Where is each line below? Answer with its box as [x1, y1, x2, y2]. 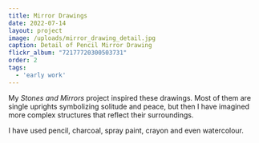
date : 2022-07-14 [8, 19, 67, 27]
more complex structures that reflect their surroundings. [8, 109, 194, 120]
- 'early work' [15, 71, 67, 79]
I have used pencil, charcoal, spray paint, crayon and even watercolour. [8, 125, 245, 135]
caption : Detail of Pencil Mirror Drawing [8, 42, 152, 50]
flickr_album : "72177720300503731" [8, 49, 127, 57]
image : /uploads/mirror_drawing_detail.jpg [8, 34, 156, 42]
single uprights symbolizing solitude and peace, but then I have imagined [8, 101, 250, 111]
